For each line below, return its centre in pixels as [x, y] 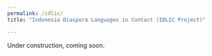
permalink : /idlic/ [35, 13]
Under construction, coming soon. [56, 45]
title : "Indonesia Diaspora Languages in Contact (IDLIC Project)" [107, 20]
